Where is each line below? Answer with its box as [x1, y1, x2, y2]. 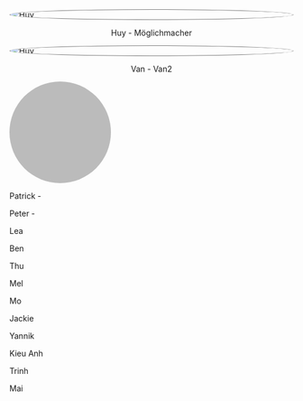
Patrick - [9, 191, 42, 201]
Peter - [9, 208, 36, 219]
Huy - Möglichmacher [111, 27, 192, 38]
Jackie [9, 313, 34, 323]
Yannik [9, 331, 34, 341]
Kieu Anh [9, 348, 43, 359]
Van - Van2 [130, 63, 173, 74]
